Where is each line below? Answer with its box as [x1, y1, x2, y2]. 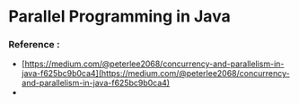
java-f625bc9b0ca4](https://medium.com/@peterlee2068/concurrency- [21, 68, 290, 79]
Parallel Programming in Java [8, 6, 231, 27]
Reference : [8, 39, 60, 51]
